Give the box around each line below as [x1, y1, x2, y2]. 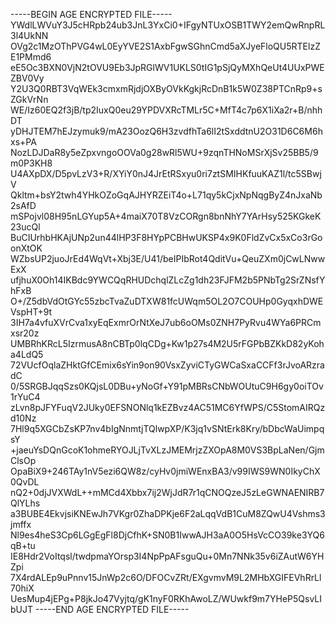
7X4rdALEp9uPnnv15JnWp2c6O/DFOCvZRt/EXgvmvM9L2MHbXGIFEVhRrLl [10, 572, 322, 583]
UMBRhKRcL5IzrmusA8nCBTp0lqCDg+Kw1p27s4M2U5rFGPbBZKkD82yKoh [10, 338, 325, 349]
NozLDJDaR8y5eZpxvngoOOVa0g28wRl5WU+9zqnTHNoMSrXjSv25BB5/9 [10, 147, 319, 158]
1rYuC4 [10, 391, 41, 403]
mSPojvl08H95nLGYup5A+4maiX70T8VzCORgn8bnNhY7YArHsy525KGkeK [10, 210, 322, 222]
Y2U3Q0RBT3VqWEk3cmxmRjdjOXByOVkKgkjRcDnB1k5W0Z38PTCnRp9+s [10, 83, 323, 94]
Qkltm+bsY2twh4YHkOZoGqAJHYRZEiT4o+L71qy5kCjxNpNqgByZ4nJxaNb [10, 189, 323, 201]
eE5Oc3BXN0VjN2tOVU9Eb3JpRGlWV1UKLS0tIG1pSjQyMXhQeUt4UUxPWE [10, 62, 325, 73]
